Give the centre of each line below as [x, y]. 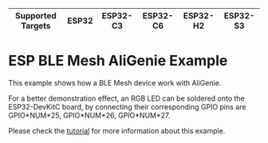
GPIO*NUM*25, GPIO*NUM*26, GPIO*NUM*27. [89, 115]
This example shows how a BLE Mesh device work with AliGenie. [115, 82]
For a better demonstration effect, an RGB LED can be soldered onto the [126, 98]
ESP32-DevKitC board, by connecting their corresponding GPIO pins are [127, 106]
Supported [36, 16]
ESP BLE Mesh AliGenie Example [118, 61]
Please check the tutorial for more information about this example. [117, 130]
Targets [36, 26]
